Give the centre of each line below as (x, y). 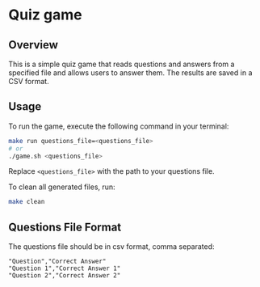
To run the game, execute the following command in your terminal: (119, 126)
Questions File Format (65, 227)
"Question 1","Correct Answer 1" (65, 268)
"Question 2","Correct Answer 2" (65, 276)
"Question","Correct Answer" (57, 262)
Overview (34, 45)
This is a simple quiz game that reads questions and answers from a (122, 64)
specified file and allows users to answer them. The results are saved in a (130, 73)
